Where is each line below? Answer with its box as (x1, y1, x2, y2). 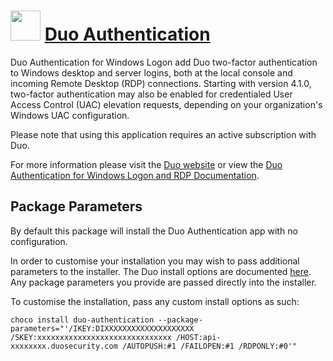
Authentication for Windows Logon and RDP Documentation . (10, 169, 260, 181)
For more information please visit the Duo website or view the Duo (10, 158, 283, 170)
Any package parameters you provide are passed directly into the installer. (10, 276, 317, 288)
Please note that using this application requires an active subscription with (10, 128, 317, 140)
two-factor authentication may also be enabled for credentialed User (10, 88, 293, 100)
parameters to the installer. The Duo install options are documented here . (10, 265, 312, 277)
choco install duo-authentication (10, 315, 155, 325)
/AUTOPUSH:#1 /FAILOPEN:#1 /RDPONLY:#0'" (121, 341, 298, 351)
